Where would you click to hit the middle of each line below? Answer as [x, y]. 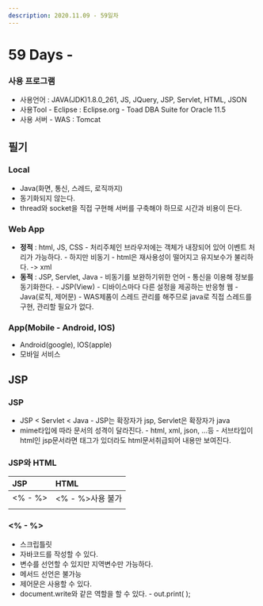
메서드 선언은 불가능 [50, 574]
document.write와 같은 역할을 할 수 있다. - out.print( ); [105, 593]
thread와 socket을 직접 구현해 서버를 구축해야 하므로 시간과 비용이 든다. [131, 208]
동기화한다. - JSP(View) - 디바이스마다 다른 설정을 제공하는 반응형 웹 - [129, 287]
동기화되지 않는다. [47, 198]
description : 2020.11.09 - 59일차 [63, 15]
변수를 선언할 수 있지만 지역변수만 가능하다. [86, 564]
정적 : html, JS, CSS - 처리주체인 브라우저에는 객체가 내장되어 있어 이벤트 [133, 247]
